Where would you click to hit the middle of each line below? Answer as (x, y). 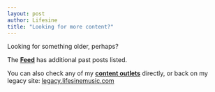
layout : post (26, 14)
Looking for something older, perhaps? (63, 47)
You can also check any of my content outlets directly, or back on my (107, 73)
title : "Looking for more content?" (60, 26)
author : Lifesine (32, 20)
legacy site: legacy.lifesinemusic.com (61, 81)
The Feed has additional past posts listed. (67, 60)
